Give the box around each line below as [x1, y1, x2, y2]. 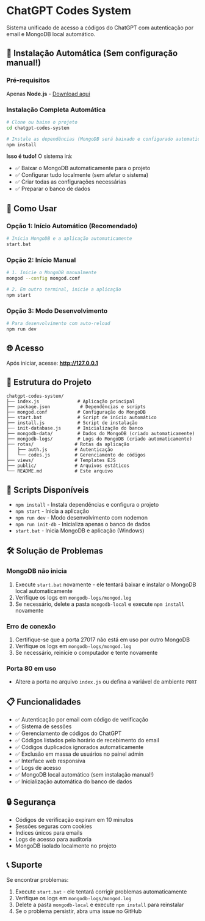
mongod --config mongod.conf [6, 275, 81, 282]
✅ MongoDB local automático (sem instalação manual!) [15, 771, 154, 778]
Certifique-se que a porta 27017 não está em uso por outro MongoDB [15, 636, 190, 643]
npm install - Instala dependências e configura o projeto [15, 501, 159, 509]
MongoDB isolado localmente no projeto [15, 842, 117, 849]
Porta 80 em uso [6, 665, 57, 673]
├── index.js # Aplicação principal [6, 398, 135, 405]
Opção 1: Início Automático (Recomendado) [6, 222, 138, 230]
